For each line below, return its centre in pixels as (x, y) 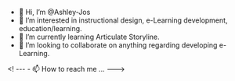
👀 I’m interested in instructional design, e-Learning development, (123, 20)
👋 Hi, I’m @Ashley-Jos (54, 12)
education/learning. (51, 28)
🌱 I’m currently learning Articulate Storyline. (89, 37)
